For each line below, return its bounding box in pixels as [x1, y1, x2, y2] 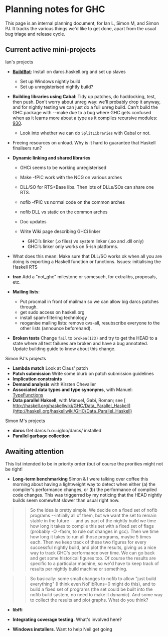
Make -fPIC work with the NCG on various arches [20, 174, 122, 180]
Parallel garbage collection [12, 433, 70, 439]
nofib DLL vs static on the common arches [20, 209, 108, 215]
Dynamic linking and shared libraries [12, 154, 91, 161]
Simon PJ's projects [5, 355, 46, 361]
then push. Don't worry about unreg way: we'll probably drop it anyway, [12, 99, 161, 105]
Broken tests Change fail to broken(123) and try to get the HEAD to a [12, 335, 158, 341]
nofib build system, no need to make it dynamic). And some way [30, 591, 163, 597]
